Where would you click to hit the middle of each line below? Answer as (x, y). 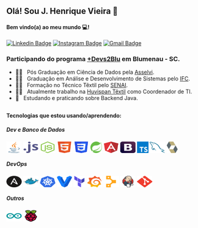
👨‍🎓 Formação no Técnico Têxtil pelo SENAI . (71, 85)
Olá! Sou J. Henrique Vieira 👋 (62, 11)
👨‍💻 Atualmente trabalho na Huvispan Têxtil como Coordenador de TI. (104, 91)
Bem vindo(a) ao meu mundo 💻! (48, 27)
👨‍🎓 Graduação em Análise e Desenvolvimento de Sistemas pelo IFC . (103, 78)
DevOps (17, 164)
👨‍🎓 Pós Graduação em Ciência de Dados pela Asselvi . (85, 72)
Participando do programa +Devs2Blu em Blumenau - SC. (93, 59)
